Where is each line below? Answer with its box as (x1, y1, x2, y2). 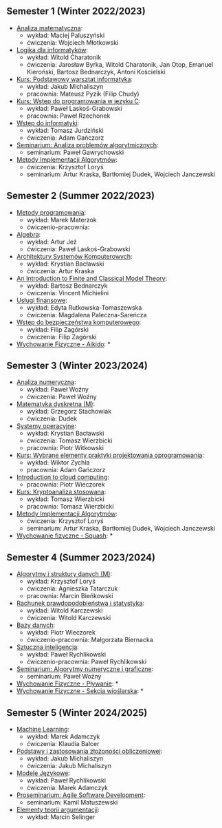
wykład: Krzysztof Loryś (26, 577, 96, 586)
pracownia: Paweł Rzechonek (26, 112, 111, 120)
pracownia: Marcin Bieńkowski (26, 592, 113, 600)
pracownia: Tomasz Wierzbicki (26, 502, 114, 511)
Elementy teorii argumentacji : (16, 805, 100, 814)
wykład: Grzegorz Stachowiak (26, 407, 112, 416)
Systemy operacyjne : (16, 422, 77, 430)
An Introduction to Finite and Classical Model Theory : (16, 274, 168, 282)
